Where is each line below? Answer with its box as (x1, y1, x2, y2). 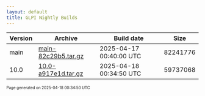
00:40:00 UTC (99, 52, 142, 60)
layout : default (6, 9, 48, 15)
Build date (113, 34, 144, 43)
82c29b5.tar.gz (38, 52, 84, 60)
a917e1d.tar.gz (38, 69, 84, 78)
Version (9, 34, 33, 43)
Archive (54, 34, 78, 43)
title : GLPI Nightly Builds (6, 15, 78, 21)
